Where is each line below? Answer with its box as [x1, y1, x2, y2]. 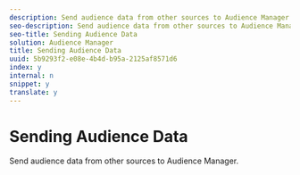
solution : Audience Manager [9, 37, 114, 47]
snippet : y [9, 79, 50, 88]
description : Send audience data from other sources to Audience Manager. [9, 12, 294, 22]
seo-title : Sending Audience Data [9, 29, 138, 38]
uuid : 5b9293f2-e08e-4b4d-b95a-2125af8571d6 [9, 54, 178, 63]
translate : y [9, 87, 58, 96]
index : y [9, 63, 42, 72]
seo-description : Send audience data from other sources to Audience [9, 21, 274, 30]
